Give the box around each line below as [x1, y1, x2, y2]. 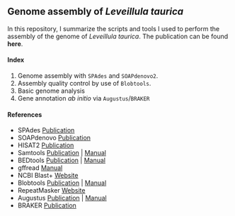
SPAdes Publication [17, 126, 75, 135]
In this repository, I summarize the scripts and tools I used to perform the [7, 24, 220, 33]
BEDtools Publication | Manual [17, 156, 106, 165]
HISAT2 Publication [17, 141, 74, 149]
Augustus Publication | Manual [17, 194, 108, 203]
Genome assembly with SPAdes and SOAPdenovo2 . [17, 72, 159, 80]
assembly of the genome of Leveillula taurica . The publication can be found [7, 32, 229, 40]
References [7, 110, 42, 119]
